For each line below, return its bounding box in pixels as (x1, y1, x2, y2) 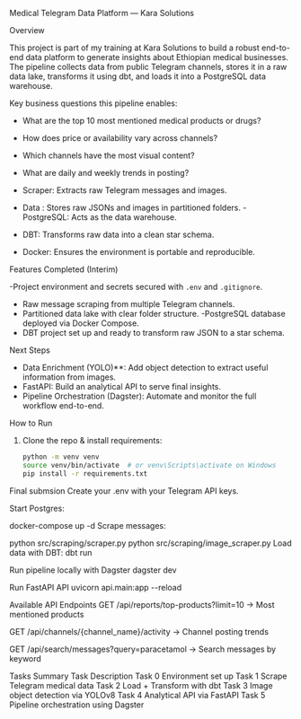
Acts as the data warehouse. (71, 212, 177, 223)
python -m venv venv (22, 452, 100, 461)
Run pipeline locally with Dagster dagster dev (9, 565, 177, 575)
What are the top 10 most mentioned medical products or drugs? (22, 116, 261, 126)
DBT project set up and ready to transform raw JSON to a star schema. (22, 328, 285, 338)
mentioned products (9, 609, 84, 619)
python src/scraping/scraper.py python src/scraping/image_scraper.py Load (9, 538, 292, 548)
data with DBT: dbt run (9, 547, 93, 557)
